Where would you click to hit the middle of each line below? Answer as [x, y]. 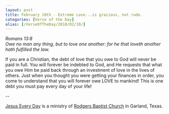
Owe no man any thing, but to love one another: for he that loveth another [83, 44]
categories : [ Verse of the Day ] [40, 19]
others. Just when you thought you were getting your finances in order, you [85, 76]
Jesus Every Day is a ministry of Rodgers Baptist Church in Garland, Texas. [84, 106]
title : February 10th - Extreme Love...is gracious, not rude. [74, 15]
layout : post [19, 10]
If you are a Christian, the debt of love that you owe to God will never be [81, 60]
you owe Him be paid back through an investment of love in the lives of [80, 70]
